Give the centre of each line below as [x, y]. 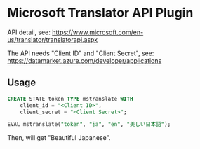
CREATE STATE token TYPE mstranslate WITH [70, 99]
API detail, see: [29, 32]
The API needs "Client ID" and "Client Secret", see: [81, 53]
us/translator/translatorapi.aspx [53, 39]
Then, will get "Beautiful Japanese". [59, 138]
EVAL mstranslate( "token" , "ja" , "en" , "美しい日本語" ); [89, 125]
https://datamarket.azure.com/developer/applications [85, 60]
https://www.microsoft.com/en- [98, 32]
